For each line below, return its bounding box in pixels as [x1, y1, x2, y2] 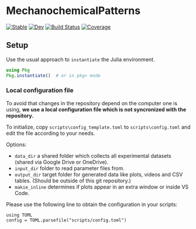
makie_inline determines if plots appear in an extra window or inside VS [14, 183, 189, 190]
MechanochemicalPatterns [6, 4, 141, 18]
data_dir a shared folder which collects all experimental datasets [14, 152, 171, 159]
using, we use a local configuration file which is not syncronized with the [6, 106, 186, 113]
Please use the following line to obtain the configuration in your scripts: [6, 200, 177, 208]
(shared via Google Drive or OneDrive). [14, 158, 109, 165]
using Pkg [6, 67, 30, 73]
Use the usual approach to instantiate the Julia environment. [6, 55, 155, 63]
